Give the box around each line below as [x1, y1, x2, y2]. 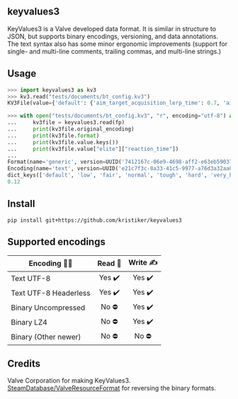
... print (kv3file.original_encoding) [7, 125, 135, 133]
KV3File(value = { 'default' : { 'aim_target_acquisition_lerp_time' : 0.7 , [7, 99, 220, 107]
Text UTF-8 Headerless [11, 288, 91, 298]
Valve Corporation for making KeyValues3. [7, 376, 131, 385]
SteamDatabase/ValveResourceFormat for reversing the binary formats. [7, 384, 216, 393]
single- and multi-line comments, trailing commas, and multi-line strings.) [7, 47, 222, 55]
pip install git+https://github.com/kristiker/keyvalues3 [7, 216, 182, 224]
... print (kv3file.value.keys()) [7, 138, 119, 146]
